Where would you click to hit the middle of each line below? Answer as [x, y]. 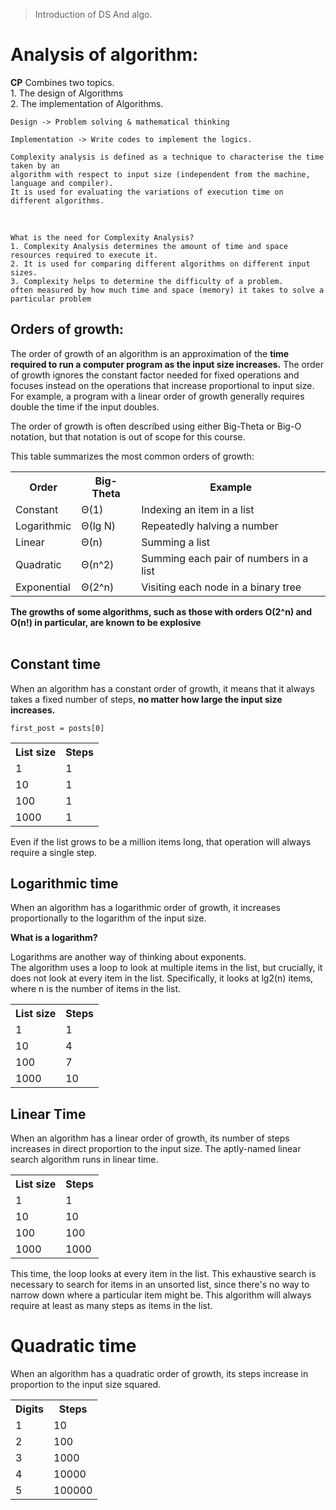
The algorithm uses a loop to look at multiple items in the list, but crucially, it [166, 968]
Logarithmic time [64, 883]
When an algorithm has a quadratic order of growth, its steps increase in [159, 1374]
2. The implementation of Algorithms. [87, 103]
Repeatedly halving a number [210, 526]
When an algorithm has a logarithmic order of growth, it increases [145, 908]
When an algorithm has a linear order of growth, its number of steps [150, 1138]
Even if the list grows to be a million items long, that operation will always [161, 841]
